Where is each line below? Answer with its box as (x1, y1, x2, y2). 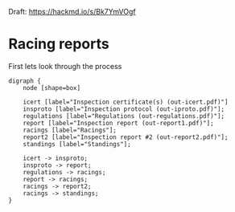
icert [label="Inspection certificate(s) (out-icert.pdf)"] (23, 98, 229, 106)
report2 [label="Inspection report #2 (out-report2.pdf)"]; (23, 132, 229, 141)
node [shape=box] (23, 84, 81, 92)
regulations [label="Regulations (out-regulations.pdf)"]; (23, 112, 225, 120)
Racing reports (8, 35, 110, 53)
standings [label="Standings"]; (23, 140, 131, 148)
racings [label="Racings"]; (23, 126, 117, 134)
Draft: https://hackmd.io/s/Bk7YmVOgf (8, 7, 136, 16)
